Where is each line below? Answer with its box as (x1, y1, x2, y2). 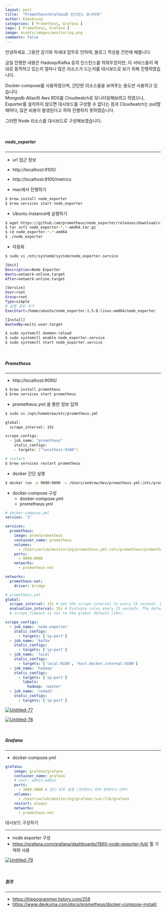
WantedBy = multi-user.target (5, 322, 63, 327)
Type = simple (5, 299, 30, 304)
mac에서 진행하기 (12, 186, 47, 192)
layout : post (5, 7, 32, 12)
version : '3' (5, 515, 32, 520)
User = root (5, 290, 26, 295)
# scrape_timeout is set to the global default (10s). (9, 611, 125, 616)
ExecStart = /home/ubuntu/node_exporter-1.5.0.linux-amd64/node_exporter (5, 308, 156, 313)
